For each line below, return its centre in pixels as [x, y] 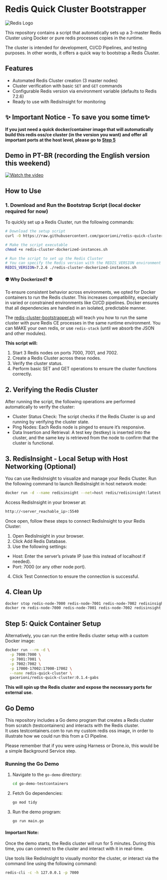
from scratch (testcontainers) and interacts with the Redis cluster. [72, 726]
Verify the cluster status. [38, 363]
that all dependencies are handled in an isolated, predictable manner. [76, 308]
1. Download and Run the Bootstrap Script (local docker [73, 205]
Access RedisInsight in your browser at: [46, 502]
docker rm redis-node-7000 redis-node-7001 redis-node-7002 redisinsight [83, 608]
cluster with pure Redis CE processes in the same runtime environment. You [83, 323]
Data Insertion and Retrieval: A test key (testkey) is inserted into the [81, 433]
